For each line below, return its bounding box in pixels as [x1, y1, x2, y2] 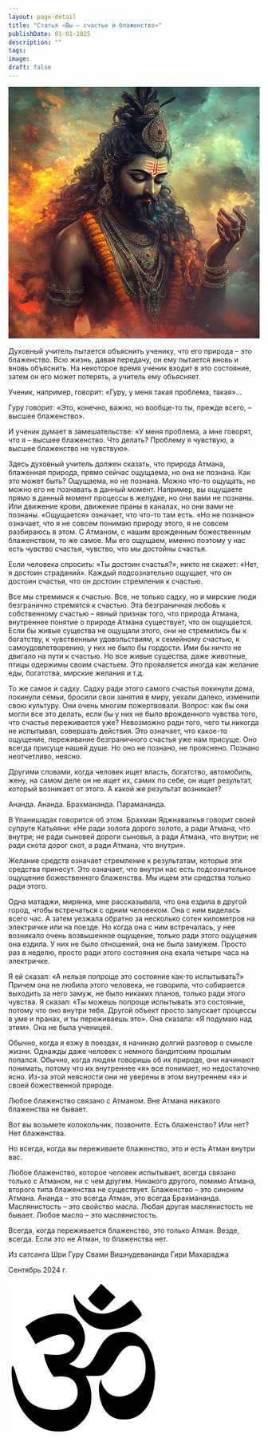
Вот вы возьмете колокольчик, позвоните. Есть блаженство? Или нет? [8, 1119, 250, 1129]
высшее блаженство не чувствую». [8, 443, 130, 453]
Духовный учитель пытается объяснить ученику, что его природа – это [8, 346, 253, 355]
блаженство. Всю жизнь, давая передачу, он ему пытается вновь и [8, 355, 239, 364]
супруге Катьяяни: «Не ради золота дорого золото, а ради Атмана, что [8, 823, 251, 833]
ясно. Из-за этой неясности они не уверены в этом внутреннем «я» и [8, 1072, 247, 1081]
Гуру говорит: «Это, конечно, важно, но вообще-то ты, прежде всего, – [8, 402, 252, 412]
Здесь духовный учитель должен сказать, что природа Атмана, [8, 459, 226, 469]
